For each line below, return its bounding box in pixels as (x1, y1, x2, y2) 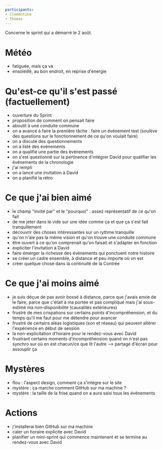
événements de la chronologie (12, 159, 74, 165)
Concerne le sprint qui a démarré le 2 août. (5, 30, 92, 36)
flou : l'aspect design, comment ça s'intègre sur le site (12, 380, 122, 386)
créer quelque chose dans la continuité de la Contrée (12, 261, 120, 267)
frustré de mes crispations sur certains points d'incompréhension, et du (12, 310, 158, 316)
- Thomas (5, 16, 23, 21)
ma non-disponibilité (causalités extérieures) (27, 305, 117, 310)
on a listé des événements (12, 143, 65, 150)
